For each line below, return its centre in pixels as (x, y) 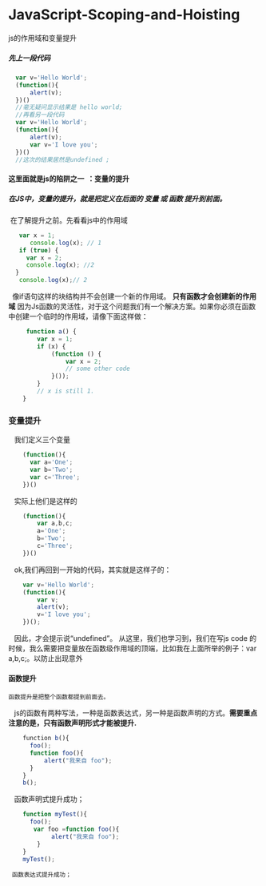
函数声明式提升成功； (49, 799)
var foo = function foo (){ (76, 830)
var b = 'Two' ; (51, 469)
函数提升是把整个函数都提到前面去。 (59, 697)
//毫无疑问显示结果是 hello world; (69, 107)
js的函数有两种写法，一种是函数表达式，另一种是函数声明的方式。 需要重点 (136, 713)
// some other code (97, 369)
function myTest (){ (55, 815)
